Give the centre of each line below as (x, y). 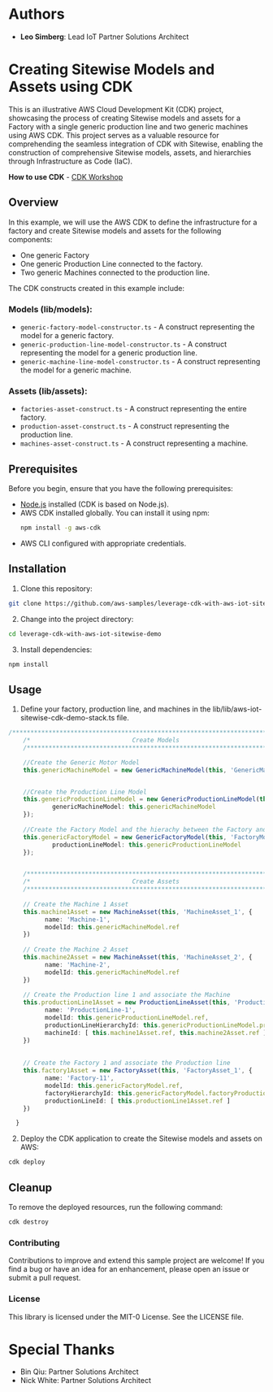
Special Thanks (62, 1349)
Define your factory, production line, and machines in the (115, 709)
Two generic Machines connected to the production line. (115, 272)
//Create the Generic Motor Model (81, 762)
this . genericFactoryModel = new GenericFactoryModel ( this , (125, 837)
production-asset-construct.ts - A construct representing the (125, 426)
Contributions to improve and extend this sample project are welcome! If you (136, 1260)
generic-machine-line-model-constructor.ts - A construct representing (140, 361)
